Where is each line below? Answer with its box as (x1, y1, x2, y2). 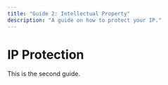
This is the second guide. (7, 70, 81, 78)
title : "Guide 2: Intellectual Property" (7, 10, 131, 17)
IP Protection (7, 47, 84, 63)
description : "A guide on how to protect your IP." (7, 17, 162, 24)
